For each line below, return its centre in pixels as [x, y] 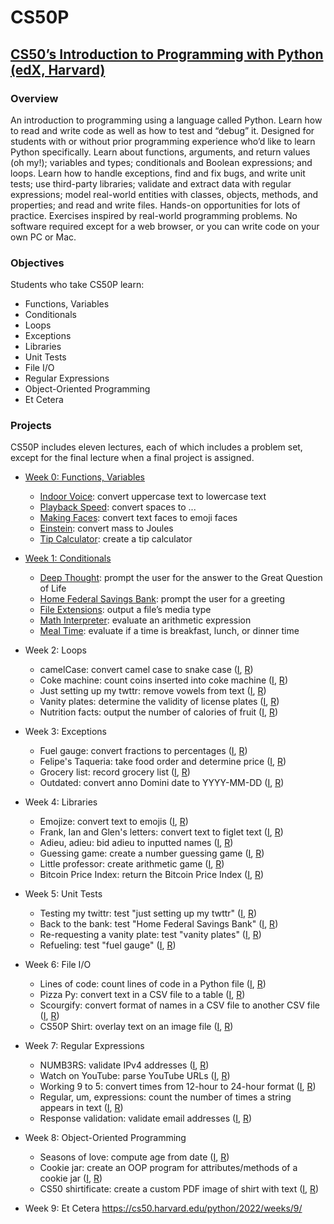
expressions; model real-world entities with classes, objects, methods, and [164, 194]
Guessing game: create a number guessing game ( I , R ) [152, 853]
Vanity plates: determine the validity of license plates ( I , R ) [159, 702]
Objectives [37, 263]
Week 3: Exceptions [65, 732]
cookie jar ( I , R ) [71, 1178]
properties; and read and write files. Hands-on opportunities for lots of [155, 205]
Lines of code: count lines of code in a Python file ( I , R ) [153, 984]
